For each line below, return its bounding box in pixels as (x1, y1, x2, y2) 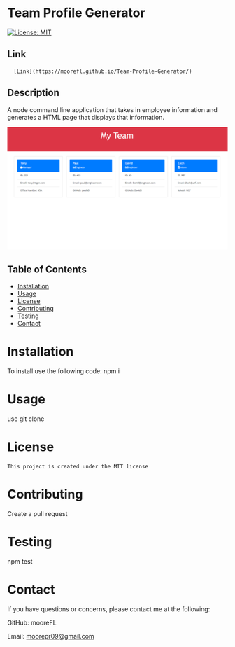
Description (7, 87, 59, 99)
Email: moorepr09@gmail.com (7, 632, 94, 640)
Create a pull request (7, 509, 68, 517)
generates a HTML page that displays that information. (7, 113, 164, 121)
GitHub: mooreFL (7, 618, 57, 627)
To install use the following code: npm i (7, 366, 120, 375)
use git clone (7, 415, 45, 423)
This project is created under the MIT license (7, 463, 149, 470)
